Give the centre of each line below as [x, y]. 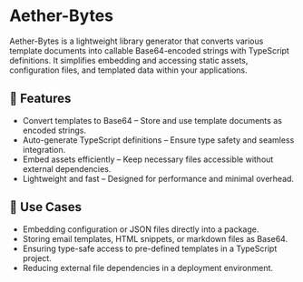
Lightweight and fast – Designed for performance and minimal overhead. [158, 178]
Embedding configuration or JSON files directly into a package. [141, 229]
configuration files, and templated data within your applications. [128, 70]
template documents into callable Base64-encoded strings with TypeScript [150, 50]
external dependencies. [67, 168]
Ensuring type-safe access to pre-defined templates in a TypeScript [150, 248]
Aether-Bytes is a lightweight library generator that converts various [137, 41]
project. [37, 258]
